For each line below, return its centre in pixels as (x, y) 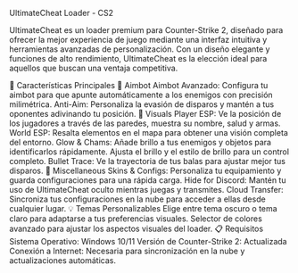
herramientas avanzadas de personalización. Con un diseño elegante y (140, 49)
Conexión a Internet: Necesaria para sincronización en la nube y (127, 251)
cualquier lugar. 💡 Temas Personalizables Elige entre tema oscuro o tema (144, 208)
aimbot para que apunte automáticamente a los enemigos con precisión (141, 95)
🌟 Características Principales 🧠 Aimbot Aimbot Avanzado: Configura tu (139, 85)
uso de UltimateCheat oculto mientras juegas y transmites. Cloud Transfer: (146, 190)
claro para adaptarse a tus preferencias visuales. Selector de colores (136, 219)
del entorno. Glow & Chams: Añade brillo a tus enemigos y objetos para (141, 142)
